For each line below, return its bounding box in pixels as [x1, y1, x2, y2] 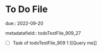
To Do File [5, 4, 48, 15]
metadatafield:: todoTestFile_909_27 [5, 30, 81, 36]
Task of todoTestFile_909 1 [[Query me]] [12, 39, 97, 46]
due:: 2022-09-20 [5, 20, 43, 26]
